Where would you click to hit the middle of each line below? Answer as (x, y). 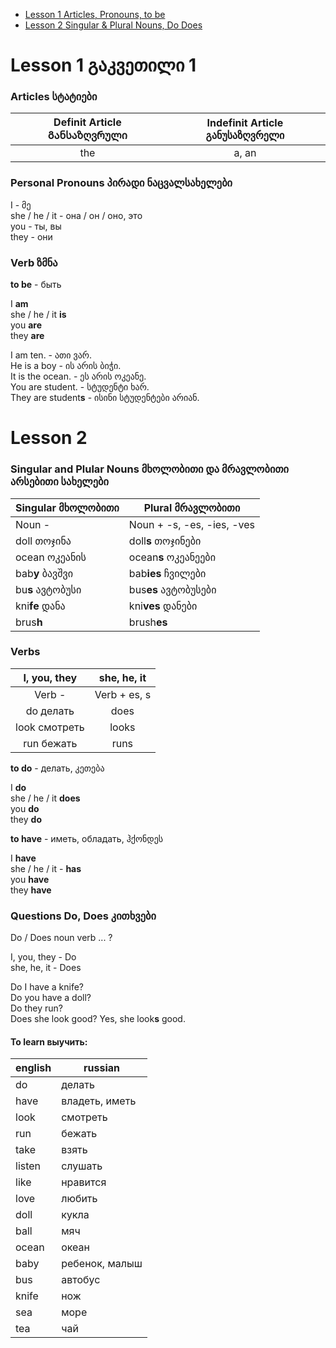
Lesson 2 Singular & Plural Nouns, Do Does (113, 25)
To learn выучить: (49, 1041)
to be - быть (36, 285)
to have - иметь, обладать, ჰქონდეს (87, 838)
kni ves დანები (163, 606)
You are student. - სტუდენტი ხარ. (80, 387)
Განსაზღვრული (87, 136)
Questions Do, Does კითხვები (83, 916)
